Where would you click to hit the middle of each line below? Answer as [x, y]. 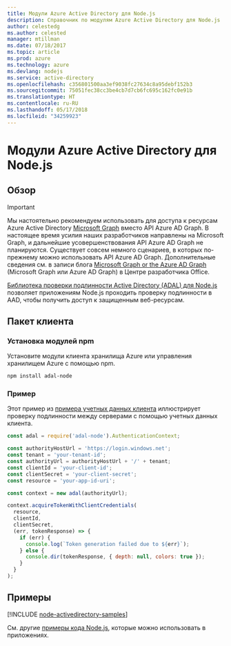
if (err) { [35, 538]
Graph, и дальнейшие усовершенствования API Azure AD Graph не [105, 242]
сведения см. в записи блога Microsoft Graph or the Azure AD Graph [107, 264]
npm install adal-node [40, 376]
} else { [32, 550]
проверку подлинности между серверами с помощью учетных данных [112, 416]
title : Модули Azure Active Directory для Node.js [81, 13]
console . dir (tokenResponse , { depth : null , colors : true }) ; [115, 557]
